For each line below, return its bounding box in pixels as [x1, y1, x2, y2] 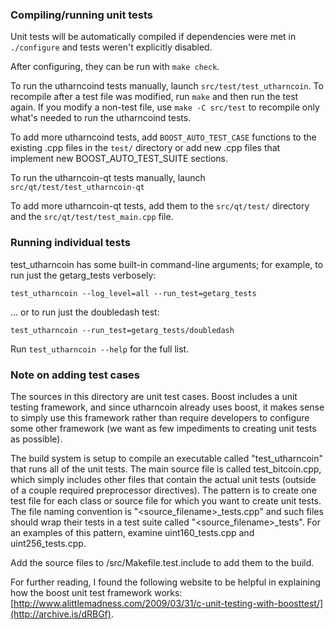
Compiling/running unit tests [10, 8, 154, 22]
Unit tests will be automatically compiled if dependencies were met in [10, 31, 297, 43]
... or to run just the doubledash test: [10, 306, 160, 318]
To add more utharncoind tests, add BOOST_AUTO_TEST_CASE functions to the [10, 131, 317, 143]
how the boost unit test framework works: [10, 586, 183, 598]
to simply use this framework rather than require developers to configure [10, 411, 310, 423]
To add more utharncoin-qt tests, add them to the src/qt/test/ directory [10, 200, 310, 212]
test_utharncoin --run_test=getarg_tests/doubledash [10, 325, 235, 335]
